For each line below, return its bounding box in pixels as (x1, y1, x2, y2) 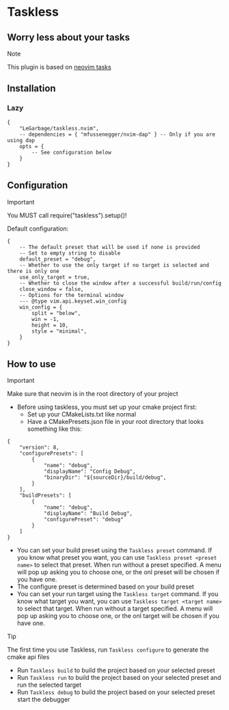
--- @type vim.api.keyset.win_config (19, 298, 127, 305)
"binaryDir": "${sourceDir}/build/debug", (43, 474, 167, 481)
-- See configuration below (31, 149, 111, 156)
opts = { (19, 143, 44, 150)
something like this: (27, 425, 82, 433)
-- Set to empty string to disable (19, 250, 121, 257)
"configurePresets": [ (19, 450, 84, 457)
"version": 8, (19, 444, 59, 451)
